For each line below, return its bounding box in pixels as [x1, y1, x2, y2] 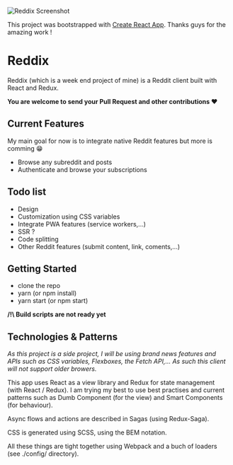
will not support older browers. [7, 364, 97, 373]
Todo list [7, 186, 47, 198]
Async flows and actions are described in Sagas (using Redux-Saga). [7, 415, 210, 423]
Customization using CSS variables [17, 212, 120, 221]
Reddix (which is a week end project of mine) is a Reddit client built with [7, 76, 217, 84]
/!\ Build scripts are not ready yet [7, 310, 106, 318]
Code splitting [17, 234, 59, 243]
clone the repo [17, 282, 61, 290]
